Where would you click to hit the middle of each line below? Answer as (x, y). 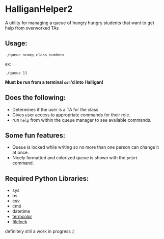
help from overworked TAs (32, 28)
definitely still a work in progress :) (40, 231)
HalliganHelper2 (39, 9)
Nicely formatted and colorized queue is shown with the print (75, 158)
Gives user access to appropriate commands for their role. (71, 115)
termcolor (22, 217)
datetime (21, 211)
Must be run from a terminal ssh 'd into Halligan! (54, 82)
